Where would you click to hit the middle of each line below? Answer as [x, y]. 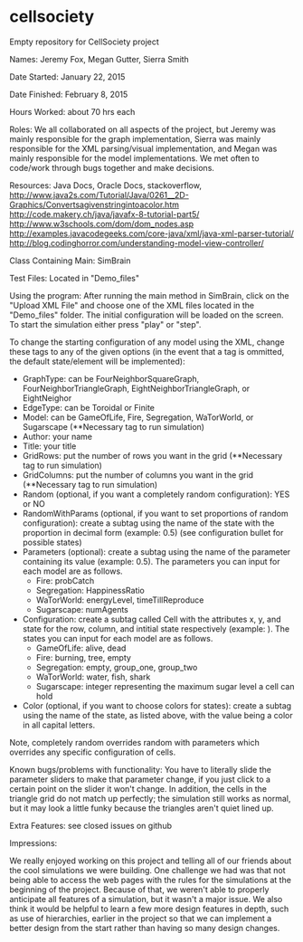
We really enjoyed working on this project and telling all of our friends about [151, 861]
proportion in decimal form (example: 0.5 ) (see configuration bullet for [153, 532]
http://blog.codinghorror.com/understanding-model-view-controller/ [137, 243]
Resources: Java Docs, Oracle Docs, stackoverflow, [105, 185]
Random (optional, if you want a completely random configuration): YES [156, 494]
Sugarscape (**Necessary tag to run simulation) [114, 426]
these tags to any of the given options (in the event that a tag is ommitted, [147, 351]
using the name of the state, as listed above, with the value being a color [158, 715]
